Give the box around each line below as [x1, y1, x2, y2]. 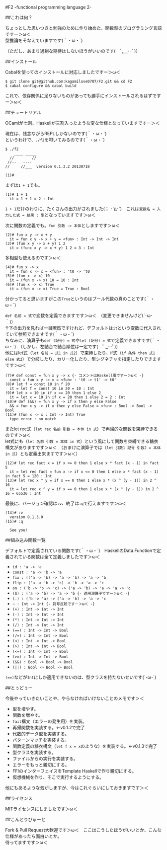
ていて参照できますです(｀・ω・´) [5, 331, 75, 337]
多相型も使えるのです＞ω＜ [5, 255, 61, 260]
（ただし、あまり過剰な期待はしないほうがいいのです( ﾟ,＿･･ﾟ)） [5, 48, 141, 54]
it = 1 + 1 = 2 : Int [9, 196, 55, 201]
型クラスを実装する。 [12, 750, 56, 755]
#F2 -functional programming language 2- [5, 4, 92, 10]
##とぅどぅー [5, 685, 33, 691]
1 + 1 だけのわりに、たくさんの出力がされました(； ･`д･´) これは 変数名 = [5, 206, 155, 212]
